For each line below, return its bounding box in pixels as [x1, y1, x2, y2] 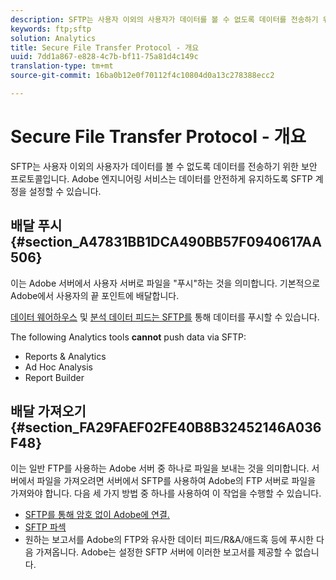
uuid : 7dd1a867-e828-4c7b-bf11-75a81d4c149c [10, 52, 199, 62]
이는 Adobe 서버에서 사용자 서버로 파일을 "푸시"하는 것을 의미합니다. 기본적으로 [10, 277, 321, 289]
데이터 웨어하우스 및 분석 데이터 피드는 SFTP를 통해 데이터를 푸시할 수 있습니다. [10, 311, 320, 323]
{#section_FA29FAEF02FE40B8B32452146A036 [10, 419, 322, 436]
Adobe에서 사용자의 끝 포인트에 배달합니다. [10, 289, 180, 301]
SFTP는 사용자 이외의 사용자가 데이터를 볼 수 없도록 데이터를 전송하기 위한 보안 [10, 160, 318, 172]
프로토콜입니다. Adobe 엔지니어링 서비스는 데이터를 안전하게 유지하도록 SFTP [10, 172, 313, 185]
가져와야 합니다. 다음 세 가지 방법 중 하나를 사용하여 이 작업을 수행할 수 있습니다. [10, 487, 322, 500]
